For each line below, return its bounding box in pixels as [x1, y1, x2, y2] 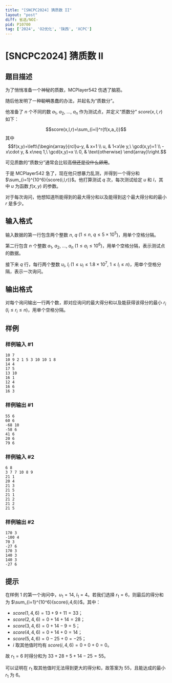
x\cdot [6, 148, 19, 154]
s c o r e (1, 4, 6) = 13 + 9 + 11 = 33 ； [12, 610, 83, 616]
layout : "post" [5, 12, 38, 17]
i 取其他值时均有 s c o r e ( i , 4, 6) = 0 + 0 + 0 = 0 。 [12, 642, 112, 648]
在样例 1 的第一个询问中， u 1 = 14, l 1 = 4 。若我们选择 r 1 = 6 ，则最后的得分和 [5, 592, 164, 599]
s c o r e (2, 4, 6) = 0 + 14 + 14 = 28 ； [12, 616, 85, 622]
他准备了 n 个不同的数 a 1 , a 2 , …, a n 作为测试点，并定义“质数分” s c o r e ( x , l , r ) [5, 109, 163, 116]
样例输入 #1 [5, 341, 33, 348]
